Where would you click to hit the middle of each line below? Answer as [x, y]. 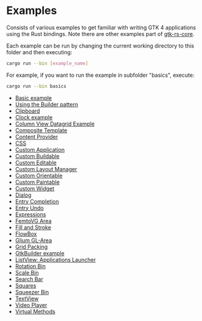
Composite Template [41, 130]
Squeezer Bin [32, 292]
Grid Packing [31, 247]
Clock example [34, 117]
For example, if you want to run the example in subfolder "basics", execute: [100, 75]
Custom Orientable [39, 175]
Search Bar [29, 279]
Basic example [33, 97]
